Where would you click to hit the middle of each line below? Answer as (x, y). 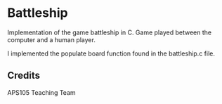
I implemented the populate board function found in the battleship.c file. (111, 53)
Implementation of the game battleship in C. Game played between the (110, 32)
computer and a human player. (52, 39)
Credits (24, 76)
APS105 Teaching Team (41, 92)
